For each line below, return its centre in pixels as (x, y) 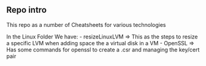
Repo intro (27, 10)
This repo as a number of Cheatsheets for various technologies (86, 24)
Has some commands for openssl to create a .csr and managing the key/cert (103, 50)
